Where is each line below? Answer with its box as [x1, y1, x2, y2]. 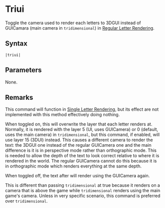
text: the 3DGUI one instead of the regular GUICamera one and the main [5, 142, 152, 148]
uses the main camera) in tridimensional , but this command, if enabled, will [5, 132, 160, 138]
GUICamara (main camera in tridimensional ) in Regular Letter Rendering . [5, 25, 155, 31]
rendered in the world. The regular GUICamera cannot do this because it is [5, 158, 157, 164]
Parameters [5, 66, 42, 75]
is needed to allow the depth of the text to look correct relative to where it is [5, 153, 160, 159]
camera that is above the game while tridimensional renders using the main [5, 188, 161, 194]
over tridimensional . [5, 198, 48, 204]
